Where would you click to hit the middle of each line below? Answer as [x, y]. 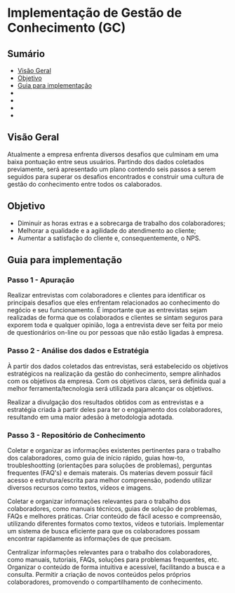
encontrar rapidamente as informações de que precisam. [89, 538]
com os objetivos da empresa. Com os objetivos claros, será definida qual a [117, 381]
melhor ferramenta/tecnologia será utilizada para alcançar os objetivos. [110, 388]
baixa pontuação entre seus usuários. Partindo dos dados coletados [106, 161]
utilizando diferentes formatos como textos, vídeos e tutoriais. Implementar [116, 524]
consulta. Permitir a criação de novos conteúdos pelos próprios [99, 574]
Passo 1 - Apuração [41, 280]
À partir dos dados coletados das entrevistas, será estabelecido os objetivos [118, 366]
